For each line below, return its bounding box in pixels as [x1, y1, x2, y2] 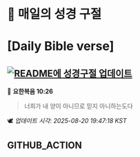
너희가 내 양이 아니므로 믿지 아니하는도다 [23, 102, 133, 111]
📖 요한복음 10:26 [7, 87, 54, 95]
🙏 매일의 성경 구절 [7, 6, 102, 22]
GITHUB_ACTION [7, 139, 83, 151]
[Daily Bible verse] [7, 39, 114, 54]
